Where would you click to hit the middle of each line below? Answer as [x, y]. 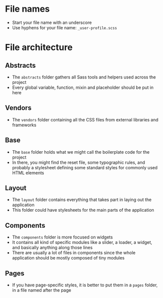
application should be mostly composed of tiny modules [68, 258]
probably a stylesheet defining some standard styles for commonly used [85, 167]
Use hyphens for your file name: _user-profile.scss [64, 27]
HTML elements [28, 173]
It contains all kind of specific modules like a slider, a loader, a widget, [82, 242]
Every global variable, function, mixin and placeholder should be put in [83, 87]
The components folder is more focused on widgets [62, 237]
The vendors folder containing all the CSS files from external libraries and [85, 119]
